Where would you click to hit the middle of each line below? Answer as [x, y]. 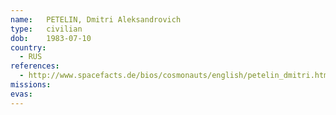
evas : [21, 94]
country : [28, 47]
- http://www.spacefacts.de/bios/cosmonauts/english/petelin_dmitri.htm [174, 76]
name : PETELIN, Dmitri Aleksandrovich [96, 19]
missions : [31, 85]
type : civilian [46, 29]
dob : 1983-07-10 [51, 38]
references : [35, 66]
